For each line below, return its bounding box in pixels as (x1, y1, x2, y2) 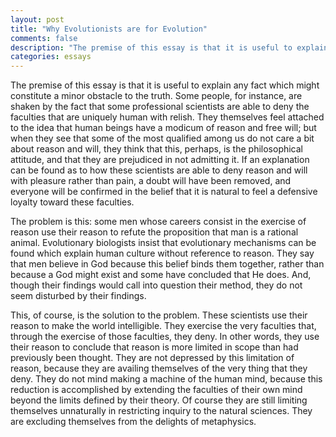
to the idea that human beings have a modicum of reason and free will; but (10, 122, 317, 134)
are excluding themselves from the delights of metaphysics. (10, 416, 257, 428)
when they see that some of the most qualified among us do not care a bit (10, 132, 315, 145)
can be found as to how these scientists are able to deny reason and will (10, 164, 308, 176)
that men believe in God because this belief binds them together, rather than (10, 258, 325, 270)
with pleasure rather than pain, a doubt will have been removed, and (10, 175, 292, 187)
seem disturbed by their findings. (10, 290, 147, 302)
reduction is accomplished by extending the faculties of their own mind (10, 384, 303, 396)
